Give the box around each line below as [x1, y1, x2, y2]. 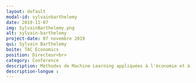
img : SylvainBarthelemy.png [6, 25, 75, 31]
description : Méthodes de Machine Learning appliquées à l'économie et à [6, 63, 191, 69]
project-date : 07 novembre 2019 [6, 36, 85, 41]
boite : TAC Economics [6, 47, 59, 53]
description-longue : [6, 68, 59, 74]
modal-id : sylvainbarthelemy [6, 14, 77, 20]
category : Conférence [6, 57, 59, 63]
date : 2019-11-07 [6, 19, 49, 25]
